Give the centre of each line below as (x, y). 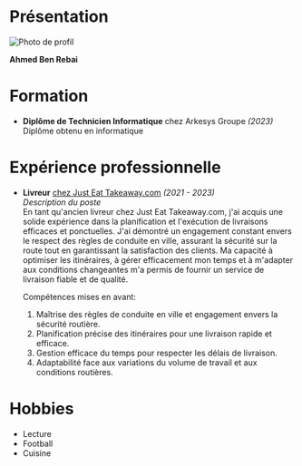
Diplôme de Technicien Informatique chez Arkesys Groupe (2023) (148, 121)
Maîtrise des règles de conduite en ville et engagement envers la (157, 314)
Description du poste (62, 202)
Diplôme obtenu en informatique (83, 131)
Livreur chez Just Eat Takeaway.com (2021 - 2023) (118, 192)
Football (38, 443)
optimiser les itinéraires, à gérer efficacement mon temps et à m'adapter (157, 259)
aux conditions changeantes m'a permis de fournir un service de (143, 269)
